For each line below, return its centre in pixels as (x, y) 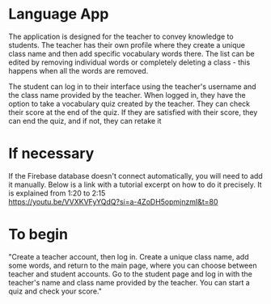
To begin (38, 234)
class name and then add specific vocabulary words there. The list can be (131, 53)
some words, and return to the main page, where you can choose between (133, 265)
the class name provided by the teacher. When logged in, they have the (127, 95)
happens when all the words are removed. (78, 70)
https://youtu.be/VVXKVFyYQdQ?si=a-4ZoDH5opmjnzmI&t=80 (113, 201)
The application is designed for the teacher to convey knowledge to (121, 36)
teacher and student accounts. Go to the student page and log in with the (131, 274)
